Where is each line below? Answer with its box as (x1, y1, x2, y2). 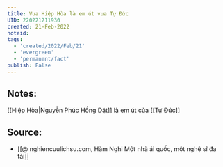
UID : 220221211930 (7, 17, 60, 24)
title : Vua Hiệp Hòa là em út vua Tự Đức (7, 10, 129, 17)
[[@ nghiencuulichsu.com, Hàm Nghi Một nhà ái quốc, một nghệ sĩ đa (17, 145, 217, 153)
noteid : (7, 29, 30, 37)
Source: (7, 126, 42, 138)
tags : (7, 36, 23, 43)
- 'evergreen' (13, 49, 54, 56)
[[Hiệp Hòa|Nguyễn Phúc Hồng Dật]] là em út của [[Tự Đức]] (7, 106, 181, 115)
